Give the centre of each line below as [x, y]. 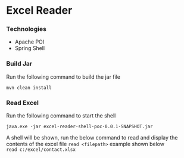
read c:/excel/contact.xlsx [41, 150]
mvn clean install [29, 88]
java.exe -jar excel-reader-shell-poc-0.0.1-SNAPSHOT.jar [79, 127]
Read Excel [23, 103]
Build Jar [19, 64]
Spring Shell [30, 48]
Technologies [26, 29]
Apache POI [29, 42]
